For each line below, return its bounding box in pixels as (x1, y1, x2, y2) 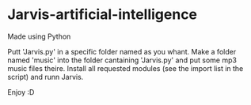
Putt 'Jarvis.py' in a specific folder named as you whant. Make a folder (7, 47, 237, 56)
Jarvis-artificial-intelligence (7, 6, 198, 24)
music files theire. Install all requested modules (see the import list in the (7, 63, 244, 73)
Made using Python (7, 32, 71, 41)
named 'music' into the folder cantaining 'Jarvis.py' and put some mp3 (7, 55, 237, 65)
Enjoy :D (7, 87, 35, 96)
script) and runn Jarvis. (7, 72, 84, 81)
